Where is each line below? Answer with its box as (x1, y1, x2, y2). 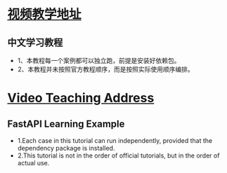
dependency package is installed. (17, 144, 115, 152)
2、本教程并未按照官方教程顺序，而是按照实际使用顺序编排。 (17, 65, 195, 74)
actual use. (17, 159, 50, 167)
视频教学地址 (7, 6, 82, 22)
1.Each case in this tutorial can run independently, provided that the (17, 137, 213, 144)
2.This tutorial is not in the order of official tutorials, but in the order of (17, 151, 220, 160)
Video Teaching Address (7, 90, 155, 106)
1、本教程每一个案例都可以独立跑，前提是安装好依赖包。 (17, 57, 181, 64)
